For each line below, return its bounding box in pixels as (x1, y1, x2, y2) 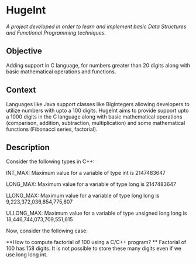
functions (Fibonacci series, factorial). (6, 126, 98, 133)
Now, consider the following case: (6, 227, 88, 235)
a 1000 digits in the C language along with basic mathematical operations (6, 113, 183, 120)
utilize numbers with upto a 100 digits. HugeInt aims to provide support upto (6, 107, 189, 114)
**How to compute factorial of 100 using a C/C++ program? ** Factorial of (6, 239, 187, 246)
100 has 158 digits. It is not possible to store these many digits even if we (6, 245, 181, 252)
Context (6, 85, 36, 95)
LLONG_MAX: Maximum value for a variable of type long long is (6, 192, 160, 199)
